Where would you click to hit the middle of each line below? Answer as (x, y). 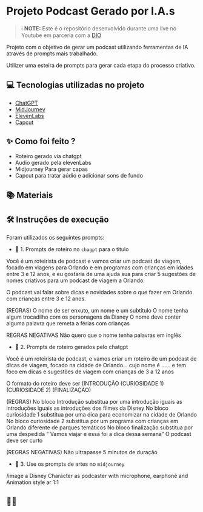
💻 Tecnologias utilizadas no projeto (75, 85)
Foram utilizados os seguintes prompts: (55, 237)
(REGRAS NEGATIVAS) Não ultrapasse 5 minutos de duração (82, 452)
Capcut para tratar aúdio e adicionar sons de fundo (79, 175)
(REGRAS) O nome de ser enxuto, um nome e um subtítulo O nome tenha (97, 310)
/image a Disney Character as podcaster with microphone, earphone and (97, 476)
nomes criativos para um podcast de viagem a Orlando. (76, 280)
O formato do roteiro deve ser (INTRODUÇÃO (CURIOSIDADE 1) (85, 383)
